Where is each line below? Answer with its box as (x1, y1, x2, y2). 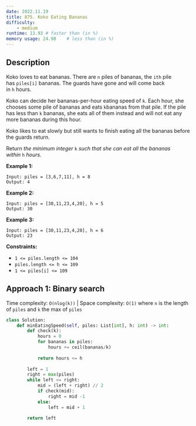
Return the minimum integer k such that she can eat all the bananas (6, 145, 171, 152)
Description (6, 58, 50, 68)
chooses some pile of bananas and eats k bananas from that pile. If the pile (6, 103, 187, 110)
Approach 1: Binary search (6, 284, 105, 294)
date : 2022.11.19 (6, 8, 49, 15)
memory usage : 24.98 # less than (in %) (6, 36, 114, 42)
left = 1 (27, 366, 49, 372)
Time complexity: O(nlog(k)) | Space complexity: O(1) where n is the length (6, 299, 189, 306)
